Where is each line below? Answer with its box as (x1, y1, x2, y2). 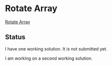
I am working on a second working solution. (5, 55, 93, 61)
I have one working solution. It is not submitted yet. (5, 46, 108, 51)
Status (5, 33, 26, 41)
